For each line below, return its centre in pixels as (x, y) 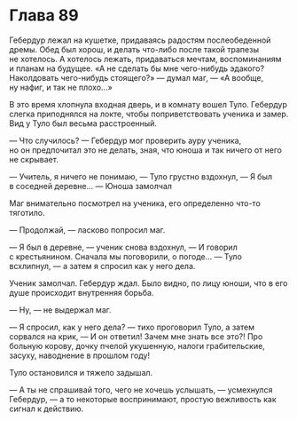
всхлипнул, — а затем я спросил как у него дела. (102, 266)
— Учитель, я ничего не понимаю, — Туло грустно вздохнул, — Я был (141, 176)
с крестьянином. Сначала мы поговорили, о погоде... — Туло (125, 256)
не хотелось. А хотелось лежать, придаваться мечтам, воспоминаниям (145, 59)
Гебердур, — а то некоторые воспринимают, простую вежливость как (143, 399)
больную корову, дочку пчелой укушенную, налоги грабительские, (137, 346)
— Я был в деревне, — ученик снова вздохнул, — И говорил (123, 247)
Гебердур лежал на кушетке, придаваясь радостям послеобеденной (140, 40)
